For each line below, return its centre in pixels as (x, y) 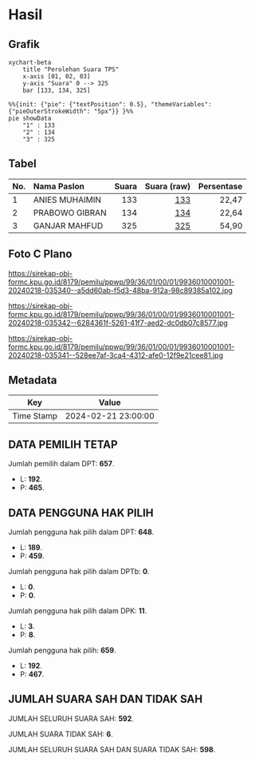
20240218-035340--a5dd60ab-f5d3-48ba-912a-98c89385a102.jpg (121, 290)
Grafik (24, 44)
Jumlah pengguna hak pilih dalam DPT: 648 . (81, 532)
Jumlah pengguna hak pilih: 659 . (63, 650)
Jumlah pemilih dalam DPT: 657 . (61, 464)
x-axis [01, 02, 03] (57, 77)
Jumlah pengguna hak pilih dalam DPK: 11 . (78, 611)
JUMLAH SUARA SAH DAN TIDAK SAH (106, 699)
